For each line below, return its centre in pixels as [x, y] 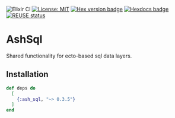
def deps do [21, 88]
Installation [27, 74]
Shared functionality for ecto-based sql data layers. [69, 56]
